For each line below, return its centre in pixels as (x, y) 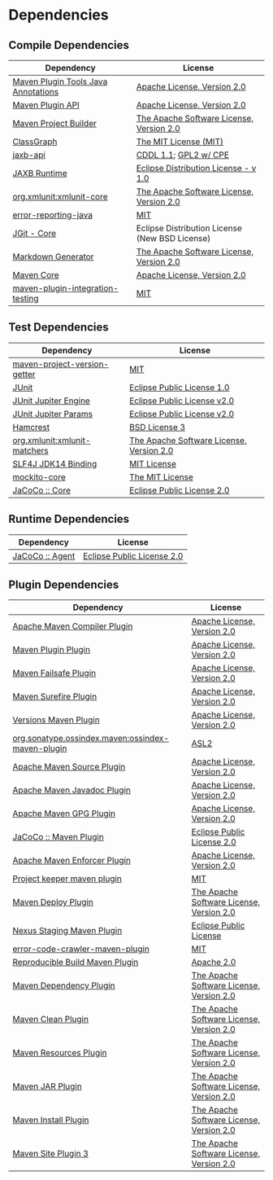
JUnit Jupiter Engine (52, 401)
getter (24, 374)
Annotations (36, 92)
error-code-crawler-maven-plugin (81, 949)
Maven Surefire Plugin (55, 696)
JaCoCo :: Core (42, 490)
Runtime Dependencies (69, 519)
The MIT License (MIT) (180, 142)
